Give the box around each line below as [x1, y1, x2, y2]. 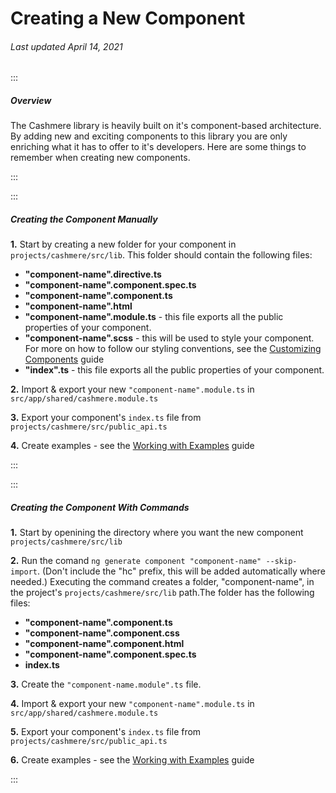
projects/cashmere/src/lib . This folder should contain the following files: [10, 249, 313, 261]
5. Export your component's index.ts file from [10, 726, 202, 738]
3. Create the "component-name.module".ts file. [10, 678, 202, 691]
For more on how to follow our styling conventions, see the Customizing [24, 343, 322, 355]
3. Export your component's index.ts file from [10, 412, 202, 424]
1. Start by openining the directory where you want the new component [10, 527, 304, 539]
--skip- [265, 557, 298, 567]
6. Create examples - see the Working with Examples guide [10, 754, 255, 766]
